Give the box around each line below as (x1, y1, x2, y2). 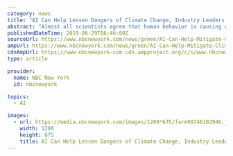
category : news (7, 10, 51, 17)
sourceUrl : (7, 36, 39, 43)
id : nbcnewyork (13, 80, 58, 87)
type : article (7, 55, 49, 62)
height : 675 (19, 131, 54, 139)
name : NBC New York (13, 74, 70, 81)
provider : (7, 67, 36, 75)
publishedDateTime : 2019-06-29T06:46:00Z (7, 29, 129, 37)
